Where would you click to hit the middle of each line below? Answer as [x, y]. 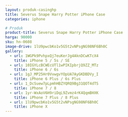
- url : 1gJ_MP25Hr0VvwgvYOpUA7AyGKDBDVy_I [54, 74]
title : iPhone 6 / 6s [36, 70]
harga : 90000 [19, 37]
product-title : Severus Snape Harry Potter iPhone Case [64, 33]
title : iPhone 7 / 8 [35, 88]
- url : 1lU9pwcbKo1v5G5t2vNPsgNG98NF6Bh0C [54, 102]
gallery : [14, 51]
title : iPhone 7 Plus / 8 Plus [46, 98]
